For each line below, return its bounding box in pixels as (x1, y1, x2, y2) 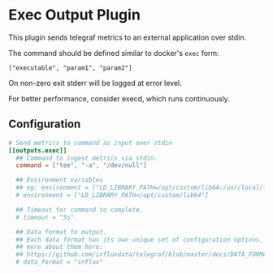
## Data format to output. (15, 228, 107, 236)
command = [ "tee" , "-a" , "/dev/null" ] (15, 161, 148, 169)
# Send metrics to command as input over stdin (8, 139, 173, 147)
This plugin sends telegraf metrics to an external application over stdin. (8, 32, 247, 42)
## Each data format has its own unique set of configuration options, (15, 235, 264, 244)
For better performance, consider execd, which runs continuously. (8, 93, 230, 103)
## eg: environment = (15, 184, 89, 192)
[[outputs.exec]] (8, 146, 67, 155)
